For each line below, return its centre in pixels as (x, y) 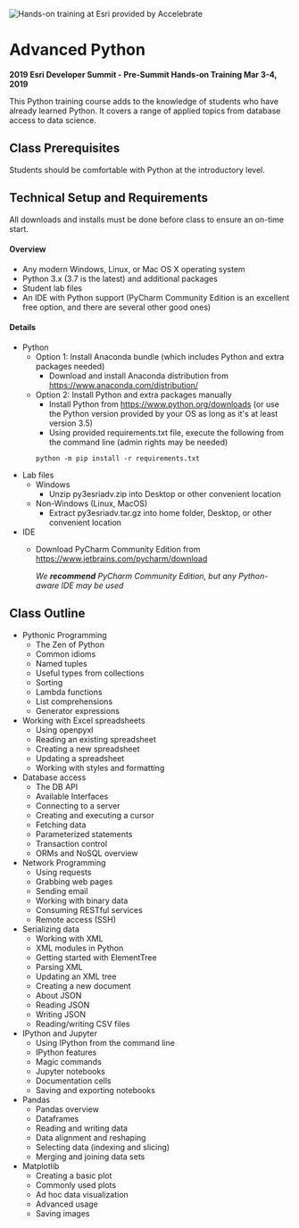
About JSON (58, 995)
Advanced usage (66, 1204)
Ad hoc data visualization (82, 1194)
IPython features (66, 1052)
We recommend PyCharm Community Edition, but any (136, 576)
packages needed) (70, 366)
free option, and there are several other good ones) (116, 307)
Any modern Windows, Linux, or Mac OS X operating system (133, 269)
